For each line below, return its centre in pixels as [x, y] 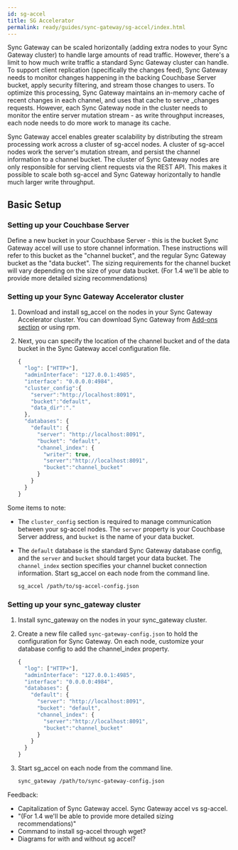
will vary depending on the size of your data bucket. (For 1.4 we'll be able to [118, 271]
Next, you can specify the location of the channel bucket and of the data [124, 341]
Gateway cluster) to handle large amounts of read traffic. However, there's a [118, 55]
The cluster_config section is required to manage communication [114, 521]
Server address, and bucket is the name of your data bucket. [106, 536]
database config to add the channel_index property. [93, 649]
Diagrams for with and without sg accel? [77, 839]
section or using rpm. [49, 327]
